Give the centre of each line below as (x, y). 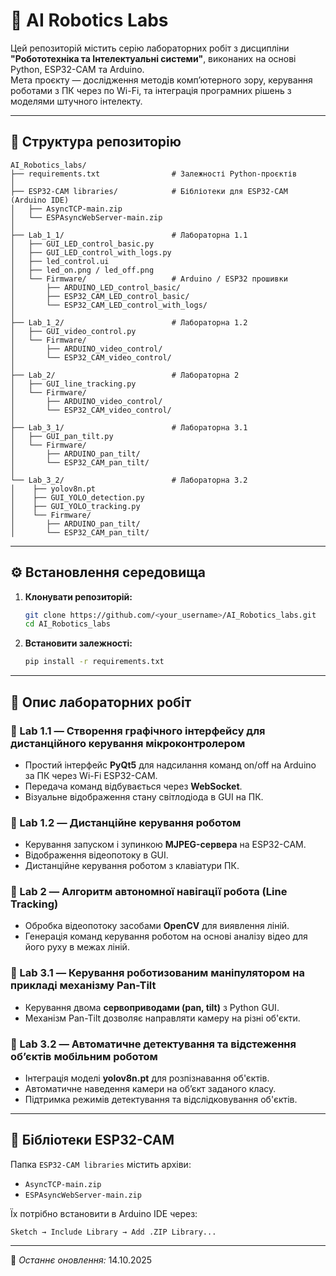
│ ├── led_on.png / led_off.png (82, 270)
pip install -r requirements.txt (94, 662)
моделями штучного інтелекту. (76, 101)
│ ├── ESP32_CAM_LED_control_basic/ (100, 296)
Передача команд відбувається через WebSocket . (133, 786)
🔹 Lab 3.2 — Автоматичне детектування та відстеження (153, 1044)
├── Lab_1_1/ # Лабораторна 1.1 (129, 235)
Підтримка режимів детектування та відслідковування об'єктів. (161, 1100)
